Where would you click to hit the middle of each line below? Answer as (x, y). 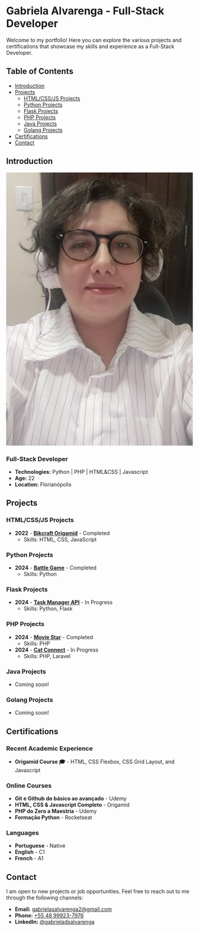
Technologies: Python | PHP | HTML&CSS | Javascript (81, 472)
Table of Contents (40, 72)
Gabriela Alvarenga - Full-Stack (85, 11)
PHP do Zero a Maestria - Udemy (56, 811)
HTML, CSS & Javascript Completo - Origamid (72, 805)
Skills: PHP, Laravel (47, 656)
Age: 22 (25, 478)
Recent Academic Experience (49, 748)
